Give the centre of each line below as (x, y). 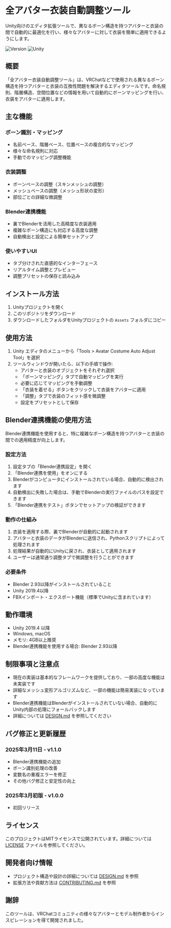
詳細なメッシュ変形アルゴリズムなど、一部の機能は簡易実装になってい (86, 690)
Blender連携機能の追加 (37, 761)
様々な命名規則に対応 (35, 151)
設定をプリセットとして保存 (50, 402)
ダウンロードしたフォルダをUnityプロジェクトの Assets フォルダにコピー (89, 320)
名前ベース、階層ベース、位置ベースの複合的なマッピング (73, 145)
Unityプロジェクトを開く (39, 307)
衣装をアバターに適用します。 (37, 99)
